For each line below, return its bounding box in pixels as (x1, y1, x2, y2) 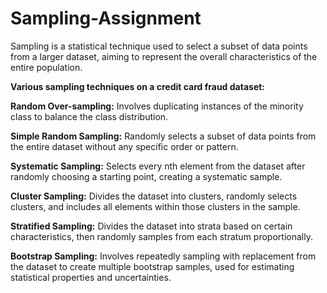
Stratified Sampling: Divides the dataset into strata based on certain (10, 220, 293, 232)
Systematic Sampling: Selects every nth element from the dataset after (10, 160, 306, 172)
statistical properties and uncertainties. (10, 271, 172, 283)
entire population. (10, 61, 83, 73)
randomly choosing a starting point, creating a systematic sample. (10, 170, 283, 182)
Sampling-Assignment (10, 7, 202, 30)
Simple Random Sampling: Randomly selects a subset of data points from (10, 130, 317, 142)
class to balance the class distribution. (10, 110, 169, 122)
